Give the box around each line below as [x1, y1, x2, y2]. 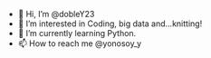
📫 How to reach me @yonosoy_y [17, 38, 142, 49]
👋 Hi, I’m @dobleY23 [17, 9, 95, 19]
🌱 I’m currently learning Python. [17, 28, 137, 38]
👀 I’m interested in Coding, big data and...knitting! [17, 18, 203, 29]
